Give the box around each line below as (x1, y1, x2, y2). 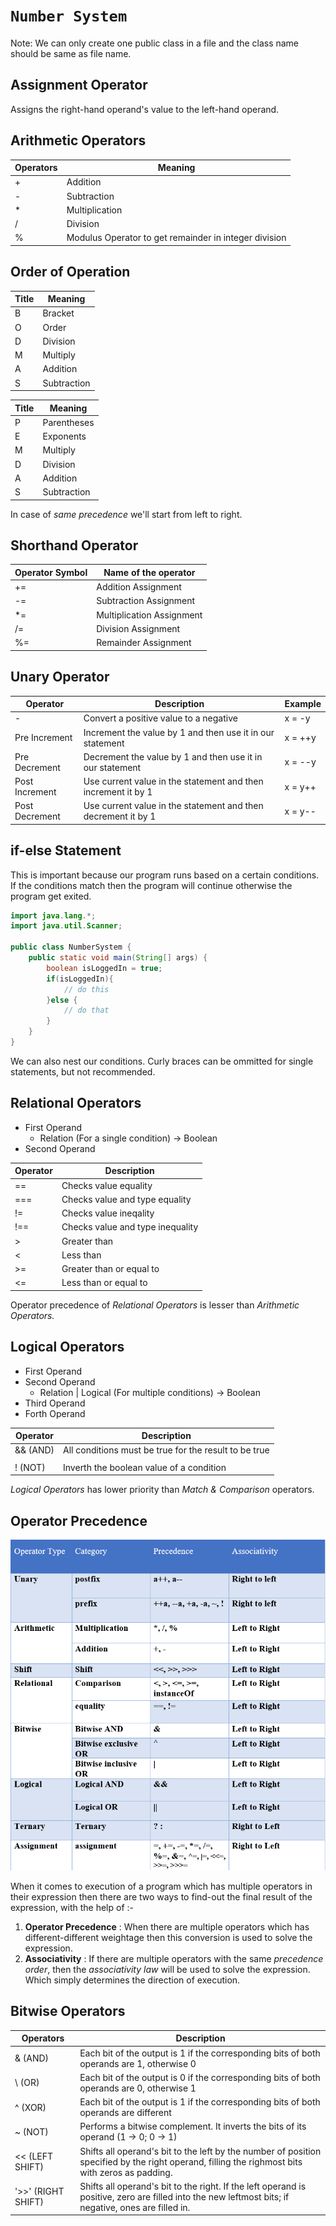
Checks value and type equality (61, 1193, 192, 1205)
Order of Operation (10, 264, 131, 281)
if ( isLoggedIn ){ (46, 974, 114, 984)
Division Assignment (96, 622, 181, 634)
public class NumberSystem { (10, 942, 132, 953)
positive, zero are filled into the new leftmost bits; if (79, 2190, 290, 2203)
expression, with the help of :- (10, 1901, 134, 1913)
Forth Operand (24, 1407, 86, 1419)
